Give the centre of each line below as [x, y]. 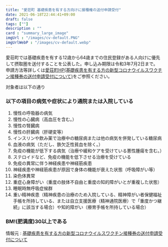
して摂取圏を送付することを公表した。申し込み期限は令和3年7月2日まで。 [82, 64]
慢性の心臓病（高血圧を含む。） [45, 119]
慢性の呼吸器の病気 [33, 113]
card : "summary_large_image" [37, 33]
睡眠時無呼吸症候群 [33, 188]
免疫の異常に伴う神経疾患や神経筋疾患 [52, 163]
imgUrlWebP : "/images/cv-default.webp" [48, 43]
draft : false [19, 19]
